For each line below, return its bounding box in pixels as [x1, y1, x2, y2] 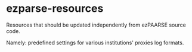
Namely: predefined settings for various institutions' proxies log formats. [6, 39, 184, 46]
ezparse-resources [6, 2, 104, 15]
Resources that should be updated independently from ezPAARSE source [6, 21, 186, 28]
